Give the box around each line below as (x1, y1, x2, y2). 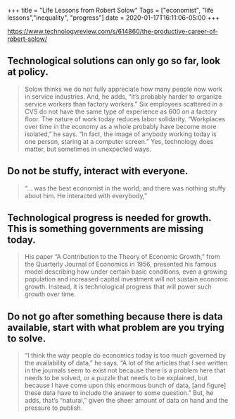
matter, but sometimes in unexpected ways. (24, 145, 151, 153)
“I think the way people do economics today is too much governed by (24, 351, 227, 360)
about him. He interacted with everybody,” (24, 191, 148, 200)
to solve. (7, 332, 46, 344)
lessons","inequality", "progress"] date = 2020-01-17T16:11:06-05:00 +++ (7, 13, 220, 22)
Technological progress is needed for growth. (7, 212, 212, 224)
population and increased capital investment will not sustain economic (24, 275, 229, 284)
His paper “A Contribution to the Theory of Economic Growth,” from (24, 253, 220, 261)
